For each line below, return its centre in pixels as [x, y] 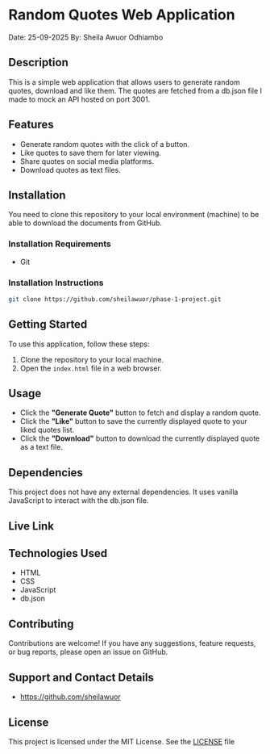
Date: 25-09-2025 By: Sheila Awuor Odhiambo [86, 37]
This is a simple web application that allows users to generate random [124, 82]
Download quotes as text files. [70, 170]
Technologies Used [58, 553]
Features [31, 125]
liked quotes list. [47, 430]
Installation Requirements [60, 244]
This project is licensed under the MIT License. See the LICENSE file [122, 741]
